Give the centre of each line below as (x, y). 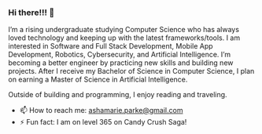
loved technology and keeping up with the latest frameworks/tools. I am (124, 38)
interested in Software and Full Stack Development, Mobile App (111, 46)
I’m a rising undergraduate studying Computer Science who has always (124, 30)
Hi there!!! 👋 (31, 13)
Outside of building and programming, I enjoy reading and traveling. (118, 95)
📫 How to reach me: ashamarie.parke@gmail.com (101, 110)
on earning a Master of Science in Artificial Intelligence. (98, 80)
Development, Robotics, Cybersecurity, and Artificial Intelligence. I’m (119, 55)
